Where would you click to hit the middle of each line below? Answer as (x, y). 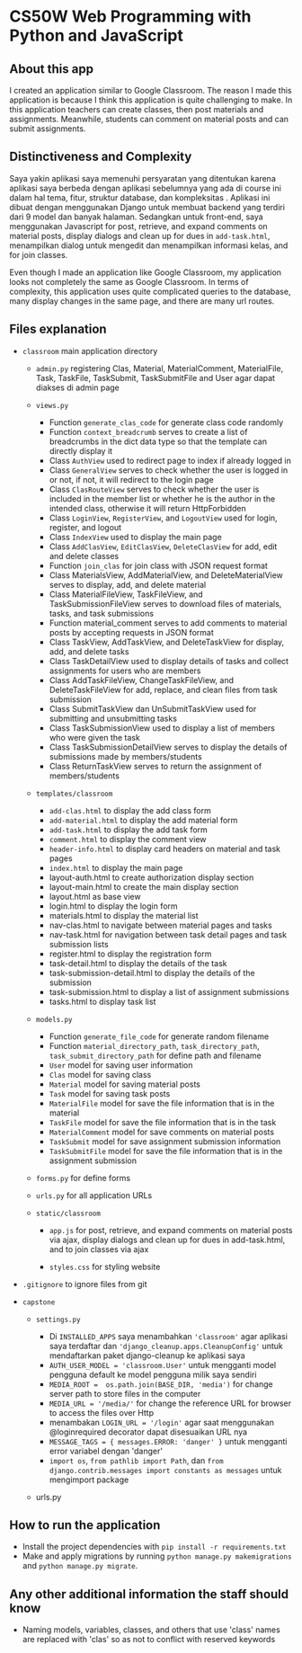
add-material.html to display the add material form (143, 820)
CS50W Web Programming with (130, 17)
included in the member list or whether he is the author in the (162, 498)
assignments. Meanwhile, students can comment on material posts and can (149, 119)
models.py (54, 1019)
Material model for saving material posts (124, 1084)
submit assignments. (48, 129)
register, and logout (85, 527)
